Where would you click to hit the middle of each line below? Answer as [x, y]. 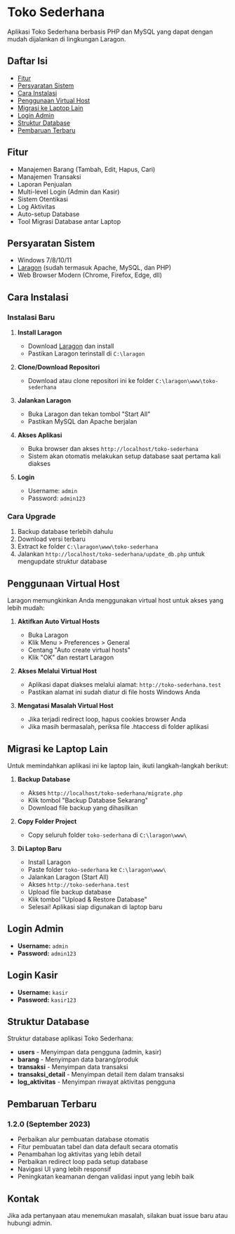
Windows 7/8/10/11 [45, 260]
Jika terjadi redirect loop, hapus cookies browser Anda [107, 719]
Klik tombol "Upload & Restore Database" [87, 899]
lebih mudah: [26, 608]
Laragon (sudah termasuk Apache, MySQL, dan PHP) [94, 268]
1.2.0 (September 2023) [49, 1124]
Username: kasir [43, 992]
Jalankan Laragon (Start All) [68, 877]
